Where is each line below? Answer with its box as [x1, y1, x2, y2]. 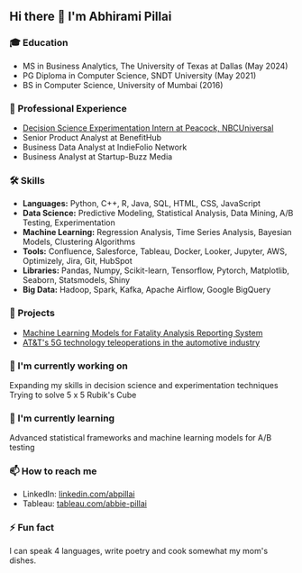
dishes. [9, 555, 37, 566]
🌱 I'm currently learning [9, 412, 115, 424]
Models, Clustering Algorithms [22, 236, 136, 248]
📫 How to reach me [9, 465, 97, 477]
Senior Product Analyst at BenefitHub [22, 132, 162, 142]
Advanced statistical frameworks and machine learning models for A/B [9, 432, 272, 443]
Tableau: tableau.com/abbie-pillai [22, 498, 147, 509]
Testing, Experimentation [22, 217, 115, 228]
